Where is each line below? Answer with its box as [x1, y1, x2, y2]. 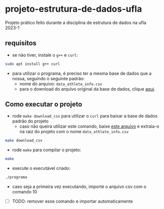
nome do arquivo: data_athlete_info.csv [19, 81, 102, 87]
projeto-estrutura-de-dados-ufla [5, 3, 142, 15]
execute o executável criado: [12, 165, 70, 171]
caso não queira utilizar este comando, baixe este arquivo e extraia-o [19, 123, 160, 129]
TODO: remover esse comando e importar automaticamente [12, 198, 133, 204]
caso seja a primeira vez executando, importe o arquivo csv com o [12, 184, 147, 189]
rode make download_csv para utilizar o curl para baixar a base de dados [12, 113, 158, 119]
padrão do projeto [12, 118, 49, 124]
